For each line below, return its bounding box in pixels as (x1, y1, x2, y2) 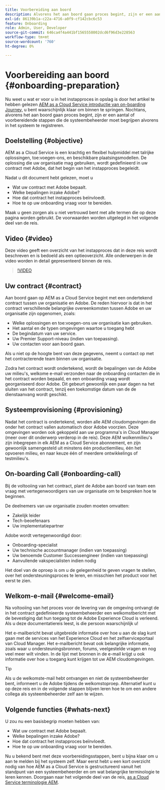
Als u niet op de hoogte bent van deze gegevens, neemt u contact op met (5, 351, 154, 356)
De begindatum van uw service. (12, 330, 77, 336)
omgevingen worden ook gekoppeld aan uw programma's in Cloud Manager (5, 429, 160, 435)
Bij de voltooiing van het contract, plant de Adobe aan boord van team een (5, 483, 156, 489)
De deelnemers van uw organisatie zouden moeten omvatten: (5, 503, 130, 509)
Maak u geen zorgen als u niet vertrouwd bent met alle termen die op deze (5, 210, 156, 216)
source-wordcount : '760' (5, 39, 56, 44)
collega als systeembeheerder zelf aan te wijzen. (5, 691, 104, 697)
